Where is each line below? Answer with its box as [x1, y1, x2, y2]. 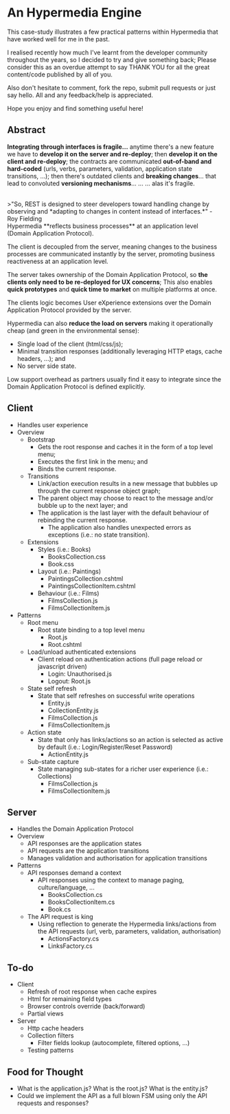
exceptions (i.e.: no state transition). [47, 530, 150, 539]
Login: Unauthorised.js [47, 670, 112, 678]
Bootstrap [27, 435, 56, 444]
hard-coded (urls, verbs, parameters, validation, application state [7, 164, 192, 173]
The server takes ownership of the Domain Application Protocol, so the [7, 270, 208, 278]
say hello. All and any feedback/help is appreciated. [7, 91, 153, 99]
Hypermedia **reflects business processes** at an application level [7, 222, 198, 230]
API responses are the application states [27, 839, 142, 848]
